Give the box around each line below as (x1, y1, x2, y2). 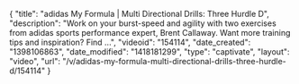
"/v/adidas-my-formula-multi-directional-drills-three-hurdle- (62, 56, 286, 66)
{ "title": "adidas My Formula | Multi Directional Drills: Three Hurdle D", (9, 9, 270, 19)
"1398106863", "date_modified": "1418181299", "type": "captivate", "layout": (9, 46, 290, 57)
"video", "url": (9, 56, 61, 66)
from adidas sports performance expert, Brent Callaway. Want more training (9, 28, 291, 38)
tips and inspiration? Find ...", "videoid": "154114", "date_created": (9, 37, 251, 47)
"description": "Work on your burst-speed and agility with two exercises (9, 18, 276, 29)
